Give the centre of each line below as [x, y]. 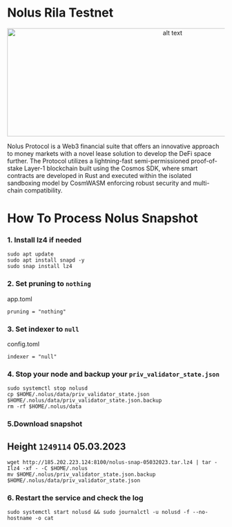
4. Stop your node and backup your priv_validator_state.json [113, 374]
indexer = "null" [32, 357]
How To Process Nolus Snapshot [103, 218]
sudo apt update [30, 254]
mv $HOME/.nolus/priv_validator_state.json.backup [81, 475]
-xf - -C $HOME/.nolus [55, 469]
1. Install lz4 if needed [44, 240]
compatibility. [43, 190]
